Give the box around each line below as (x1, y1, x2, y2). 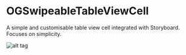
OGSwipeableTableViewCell (6, 4, 149, 18)
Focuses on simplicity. (6, 30, 62, 37)
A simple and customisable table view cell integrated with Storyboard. (6, 24, 180, 31)
